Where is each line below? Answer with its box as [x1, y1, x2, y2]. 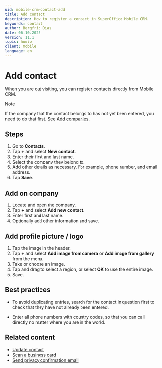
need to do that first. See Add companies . [5, 116, 90, 122]
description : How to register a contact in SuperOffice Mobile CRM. [5, 16, 149, 21]
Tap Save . [12, 175, 33, 181]
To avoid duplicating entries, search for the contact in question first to [12, 299, 155, 305]
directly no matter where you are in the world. [12, 319, 105, 325]
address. [12, 169, 31, 175]
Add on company [5, 189, 59, 198]
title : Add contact [5, 12, 45, 17]
